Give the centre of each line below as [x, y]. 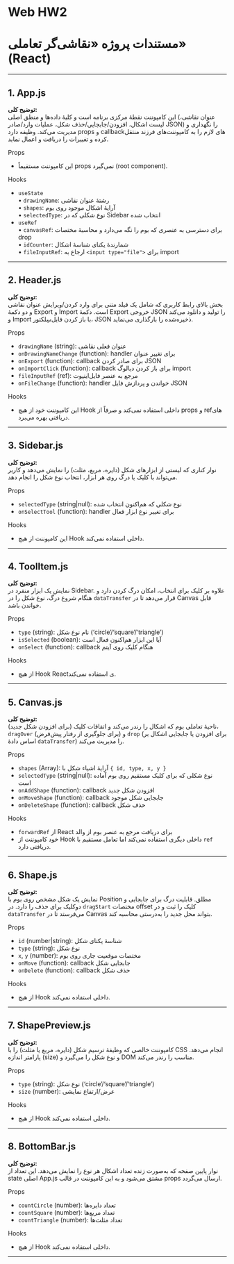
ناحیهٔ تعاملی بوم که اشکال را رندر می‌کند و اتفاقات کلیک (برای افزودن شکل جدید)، [114, 726]
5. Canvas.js [35, 702]
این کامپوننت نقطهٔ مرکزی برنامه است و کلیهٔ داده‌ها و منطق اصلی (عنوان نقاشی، [112, 117]
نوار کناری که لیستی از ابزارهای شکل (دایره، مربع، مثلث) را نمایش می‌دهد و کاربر [112, 469]
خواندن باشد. [25, 606]
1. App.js [27, 93]
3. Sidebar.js [35, 446]
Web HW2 [38, 12]
